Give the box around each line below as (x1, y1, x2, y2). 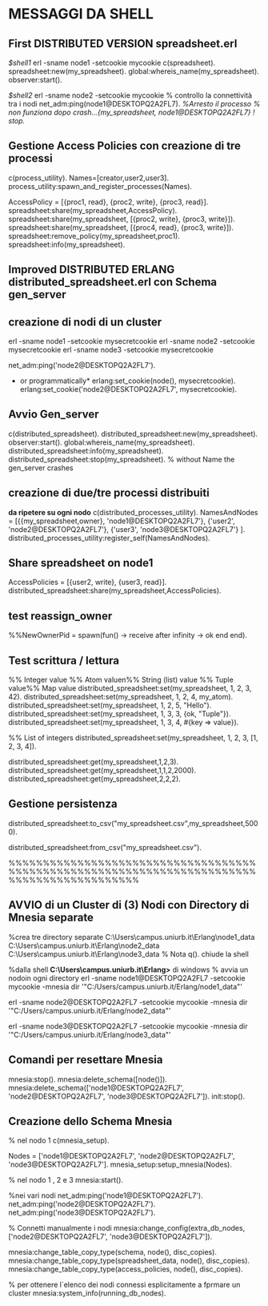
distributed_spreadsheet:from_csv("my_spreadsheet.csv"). (8, 842, 202, 852)
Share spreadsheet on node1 (8, 556, 154, 570)
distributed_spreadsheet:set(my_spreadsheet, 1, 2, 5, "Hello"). (8, 700, 212, 710)
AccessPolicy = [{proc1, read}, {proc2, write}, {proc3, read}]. (8, 197, 209, 207)
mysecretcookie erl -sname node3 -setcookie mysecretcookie (8, 345, 214, 355)
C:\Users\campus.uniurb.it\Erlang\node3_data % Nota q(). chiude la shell (8, 949, 250, 958)
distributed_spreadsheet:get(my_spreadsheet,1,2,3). (8, 757, 178, 767)
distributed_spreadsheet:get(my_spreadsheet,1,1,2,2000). (8, 766, 197, 776)
